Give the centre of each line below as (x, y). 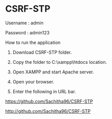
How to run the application (33, 42)
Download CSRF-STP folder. (42, 52)
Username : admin (25, 23)
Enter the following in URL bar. (44, 91)
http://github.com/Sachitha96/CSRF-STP (48, 111)
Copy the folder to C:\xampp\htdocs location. (60, 62)
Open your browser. (33, 82)
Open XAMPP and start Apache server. (53, 72)
